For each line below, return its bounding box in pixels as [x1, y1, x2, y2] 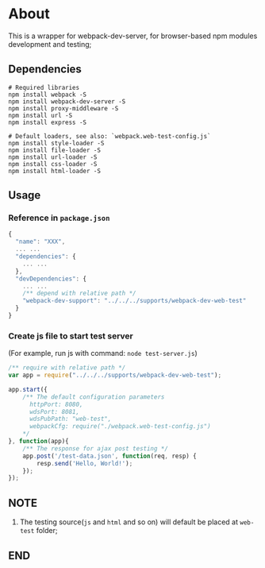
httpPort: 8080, [29, 400, 83, 408]
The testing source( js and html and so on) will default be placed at [19, 517, 239, 527]
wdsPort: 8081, [29, 408, 80, 415]
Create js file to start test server [8, 330, 133, 342]
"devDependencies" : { [15, 275, 87, 283]
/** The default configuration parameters [22, 392, 165, 401]
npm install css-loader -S [8, 160, 98, 168]
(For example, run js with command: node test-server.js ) [8, 349, 198, 358]
